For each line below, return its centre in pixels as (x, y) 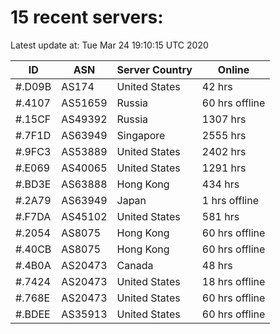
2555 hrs (224, 135)
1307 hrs (224, 119)
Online (233, 69)
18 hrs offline (233, 281)
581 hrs (220, 216)
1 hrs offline (230, 200)
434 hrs (220, 184)
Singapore (141, 135)
